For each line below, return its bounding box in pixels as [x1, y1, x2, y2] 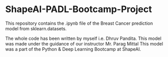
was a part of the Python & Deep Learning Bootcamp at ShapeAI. [5, 46, 142, 52]
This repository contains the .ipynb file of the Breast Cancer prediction [5, 20, 153, 26]
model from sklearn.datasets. [5, 25, 67, 31]
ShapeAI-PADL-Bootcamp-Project [5, 4, 152, 15]
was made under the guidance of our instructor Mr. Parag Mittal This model [5, 40, 163, 46]
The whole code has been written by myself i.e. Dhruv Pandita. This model [5, 35, 162, 41]
